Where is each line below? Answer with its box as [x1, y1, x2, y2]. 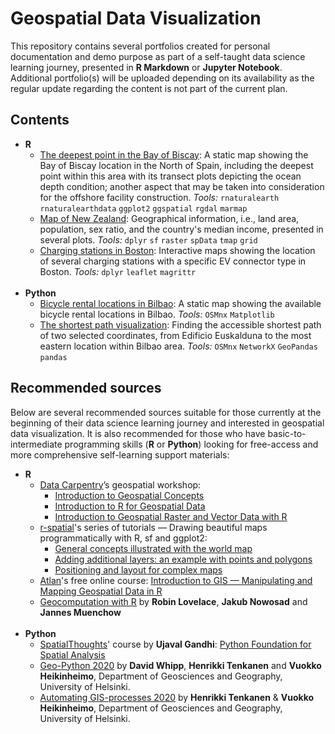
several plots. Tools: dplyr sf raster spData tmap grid [39, 233, 258, 246]
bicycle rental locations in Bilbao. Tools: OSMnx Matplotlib [39, 308, 275, 320]
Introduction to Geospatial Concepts [54, 489, 205, 501]
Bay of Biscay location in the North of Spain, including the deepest [39, 159, 314, 171]
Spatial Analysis [39, 648, 106, 661]
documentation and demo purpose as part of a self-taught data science [10, 50, 306, 62]
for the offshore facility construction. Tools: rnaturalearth [39, 191, 280, 203]
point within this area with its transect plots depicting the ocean [39, 170, 302, 182]
